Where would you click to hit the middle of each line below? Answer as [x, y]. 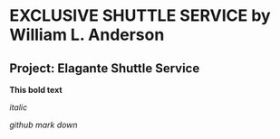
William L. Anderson [87, 35]
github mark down [44, 125]
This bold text [36, 90]
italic [19, 107]
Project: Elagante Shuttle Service [105, 68]
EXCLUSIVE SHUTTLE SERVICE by [140, 16]
